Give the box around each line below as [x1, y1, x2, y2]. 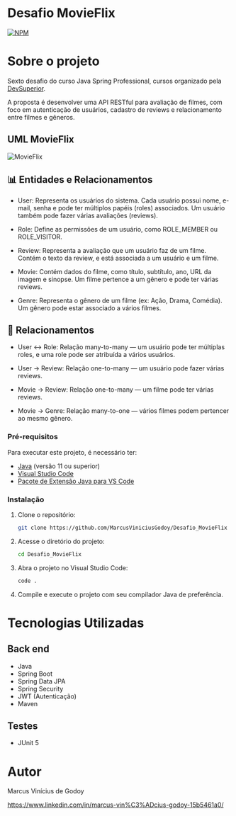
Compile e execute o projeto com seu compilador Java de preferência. [17, 590, 223, 599]
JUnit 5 [17, 739, 39, 747]
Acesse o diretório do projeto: [17, 537, 105, 545]
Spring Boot [17, 669, 53, 678]
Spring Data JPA [17, 676, 66, 685]
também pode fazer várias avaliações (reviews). [17, 211, 158, 220]
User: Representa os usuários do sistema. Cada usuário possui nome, [17, 196, 221, 205]
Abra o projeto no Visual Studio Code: [17, 563, 128, 572]
